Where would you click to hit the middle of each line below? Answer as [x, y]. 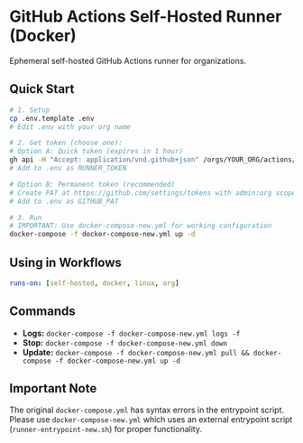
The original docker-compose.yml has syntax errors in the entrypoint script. [147, 410]
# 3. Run [26, 217]
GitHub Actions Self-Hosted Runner [146, 17]
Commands [43, 312]
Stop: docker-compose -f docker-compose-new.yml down [125, 342]
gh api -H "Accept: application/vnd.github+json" [105, 160]
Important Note [53, 388]
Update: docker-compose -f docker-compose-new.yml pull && [136, 352]
